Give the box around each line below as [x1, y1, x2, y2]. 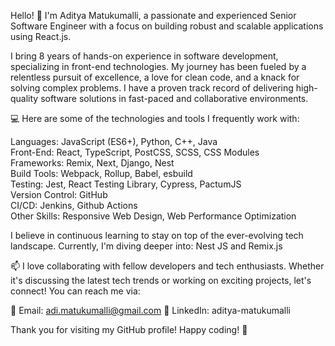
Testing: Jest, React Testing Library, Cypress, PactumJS [10, 178, 242, 190]
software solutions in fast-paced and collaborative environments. [40, 93, 309, 104]
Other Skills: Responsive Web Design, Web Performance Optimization [10, 210, 297, 222]
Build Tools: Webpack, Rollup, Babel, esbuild [10, 168, 193, 179]
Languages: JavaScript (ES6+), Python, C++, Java [10, 136, 218, 147]
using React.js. [10, 31, 72, 42]
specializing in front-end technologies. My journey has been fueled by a [10, 61, 307, 72]
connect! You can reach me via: [10, 285, 141, 297]
